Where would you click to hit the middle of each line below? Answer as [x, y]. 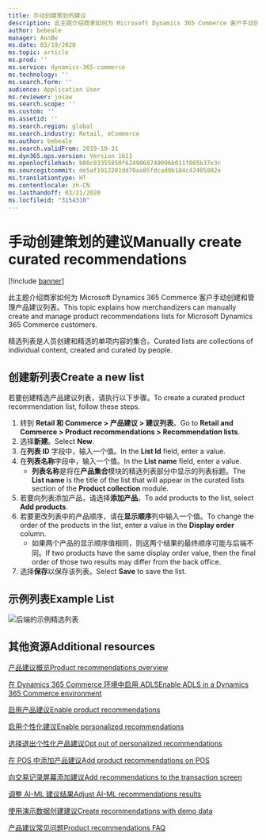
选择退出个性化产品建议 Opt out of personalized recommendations [116, 743]
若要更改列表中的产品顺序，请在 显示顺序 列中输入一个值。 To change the [137, 516]
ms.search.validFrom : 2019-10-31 [63, 148]
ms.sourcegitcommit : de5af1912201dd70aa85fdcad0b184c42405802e [115, 171]
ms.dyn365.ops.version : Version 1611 [70, 156]
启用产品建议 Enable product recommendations [84, 709]
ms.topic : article [38, 52]
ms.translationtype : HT [47, 178]
